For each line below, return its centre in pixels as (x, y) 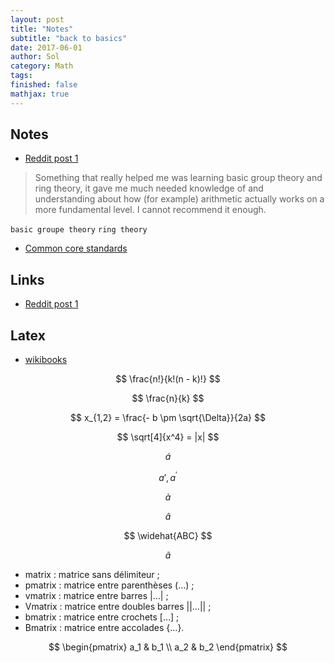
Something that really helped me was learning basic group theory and (178, 178)
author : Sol (35, 57)
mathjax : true (40, 94)
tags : (21, 76)
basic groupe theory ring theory (79, 230)
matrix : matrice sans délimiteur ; (92, 574)
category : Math (42, 66)
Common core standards (76, 248)
